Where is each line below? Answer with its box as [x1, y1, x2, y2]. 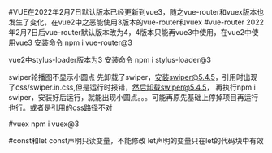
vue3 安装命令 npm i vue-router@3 [15, 37, 132, 47]
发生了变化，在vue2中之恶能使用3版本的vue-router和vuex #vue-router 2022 [8, 17, 264, 27]
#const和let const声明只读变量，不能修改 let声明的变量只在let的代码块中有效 [8, 136, 264, 145]
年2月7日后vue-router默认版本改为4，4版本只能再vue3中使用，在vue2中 [8, 28, 252, 37]
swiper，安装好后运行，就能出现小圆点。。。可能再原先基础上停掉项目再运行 [8, 93, 259, 102]
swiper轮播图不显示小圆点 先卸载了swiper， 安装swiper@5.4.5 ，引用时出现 [8, 72, 258, 81]
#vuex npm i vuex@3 [8, 119, 80, 129]
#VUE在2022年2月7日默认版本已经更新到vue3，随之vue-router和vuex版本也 [8, 7, 265, 16]
